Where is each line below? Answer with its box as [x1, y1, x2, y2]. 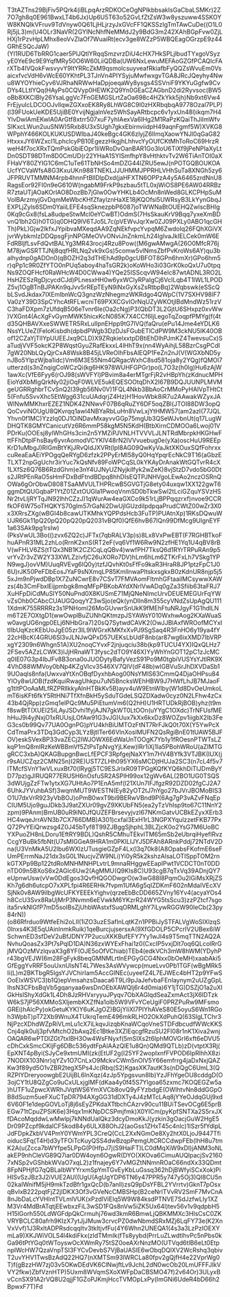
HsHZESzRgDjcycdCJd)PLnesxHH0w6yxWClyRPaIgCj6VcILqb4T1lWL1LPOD [7, 276, 223, 284]
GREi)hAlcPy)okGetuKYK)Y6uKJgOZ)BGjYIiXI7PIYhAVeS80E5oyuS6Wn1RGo [7, 1005, 222, 1013]
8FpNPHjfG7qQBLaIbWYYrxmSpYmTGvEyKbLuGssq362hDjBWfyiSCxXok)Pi [7, 1166, 221, 1173]
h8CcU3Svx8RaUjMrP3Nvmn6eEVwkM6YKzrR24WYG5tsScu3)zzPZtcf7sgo [7, 896, 222, 904]
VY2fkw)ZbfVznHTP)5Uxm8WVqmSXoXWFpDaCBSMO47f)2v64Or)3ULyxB [7, 1268, 221, 1276]
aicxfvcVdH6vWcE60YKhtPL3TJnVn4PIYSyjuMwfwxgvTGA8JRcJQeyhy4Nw [7, 71, 223, 80]
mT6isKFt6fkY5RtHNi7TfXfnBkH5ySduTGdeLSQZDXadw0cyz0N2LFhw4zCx [7, 691, 222, 700]
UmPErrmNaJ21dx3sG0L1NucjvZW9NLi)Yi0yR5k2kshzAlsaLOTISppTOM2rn [7, 852, 220, 860]
